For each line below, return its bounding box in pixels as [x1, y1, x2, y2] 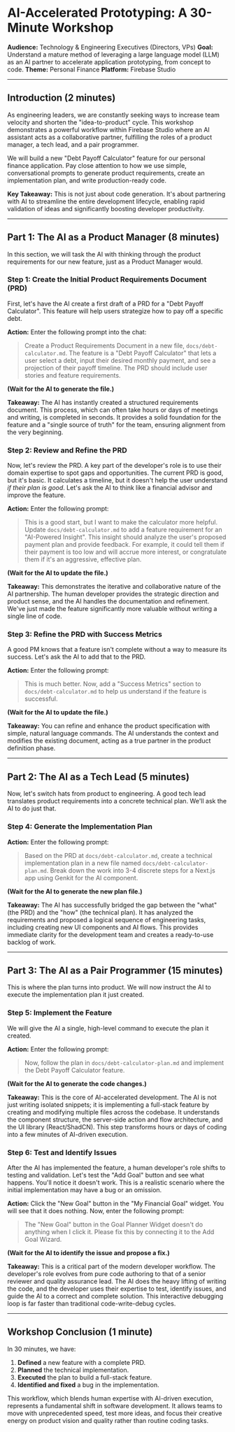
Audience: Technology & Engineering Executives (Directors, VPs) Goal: [7, 43, 213, 51]
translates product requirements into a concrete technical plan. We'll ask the [7, 797, 227, 805]
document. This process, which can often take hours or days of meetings [7, 406, 218, 414]
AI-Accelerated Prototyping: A [7, 5, 187, 21]
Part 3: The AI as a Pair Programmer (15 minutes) [7, 964, 223, 976]
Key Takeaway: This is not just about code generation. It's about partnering [7, 189, 226, 198]
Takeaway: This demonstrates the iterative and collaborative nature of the [7, 582, 222, 591]
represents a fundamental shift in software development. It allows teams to [7, 1401, 222, 1410]
